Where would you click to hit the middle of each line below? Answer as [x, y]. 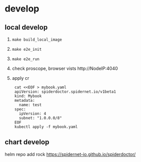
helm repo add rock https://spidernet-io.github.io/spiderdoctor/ [70, 154]
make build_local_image [37, 40]
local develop [26, 27]
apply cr [21, 78]
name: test [30, 105]
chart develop [27, 142]
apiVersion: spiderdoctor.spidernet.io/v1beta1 [65, 92]
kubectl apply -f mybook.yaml [46, 127]
